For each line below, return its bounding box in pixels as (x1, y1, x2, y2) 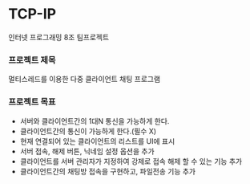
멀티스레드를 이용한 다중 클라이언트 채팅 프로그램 (8, 74, 161, 84)
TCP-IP (8, 5, 57, 23)
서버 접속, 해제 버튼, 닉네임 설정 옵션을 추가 (19, 146, 155, 156)
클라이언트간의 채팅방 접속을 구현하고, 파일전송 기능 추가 (19, 166, 196, 176)
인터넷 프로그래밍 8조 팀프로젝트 (8, 32, 110, 42)
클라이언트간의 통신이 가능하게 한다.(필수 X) (19, 126, 157, 136)
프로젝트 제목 (8, 54, 56, 65)
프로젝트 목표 (8, 96, 56, 108)
